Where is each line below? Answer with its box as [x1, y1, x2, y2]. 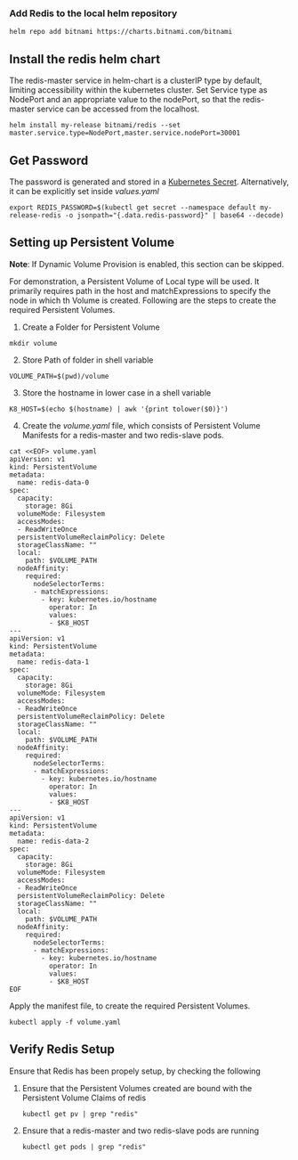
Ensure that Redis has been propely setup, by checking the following [9, 1066, 261, 1076]
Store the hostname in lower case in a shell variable [21, 387, 212, 398]
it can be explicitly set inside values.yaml [9, 185, 160, 196]
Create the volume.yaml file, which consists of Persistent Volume [21, 420, 261, 430]
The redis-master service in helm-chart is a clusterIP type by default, [9, 75, 262, 86]
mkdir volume [9, 339, 58, 347]
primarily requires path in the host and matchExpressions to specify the [9, 285, 271, 296]
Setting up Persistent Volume [9, 235, 175, 250]
